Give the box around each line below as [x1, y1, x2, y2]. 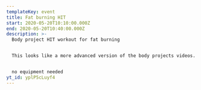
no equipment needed [11, 69, 63, 75]
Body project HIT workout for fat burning [11, 37, 120, 43]
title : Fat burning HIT [6, 14, 66, 20]
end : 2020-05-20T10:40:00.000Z [6, 25, 85, 32]
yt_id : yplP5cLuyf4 [6, 74, 56, 80]
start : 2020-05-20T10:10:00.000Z [6, 20, 91, 26]
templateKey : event [6, 8, 56, 15]
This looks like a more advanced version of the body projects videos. [11, 53, 196, 59]
